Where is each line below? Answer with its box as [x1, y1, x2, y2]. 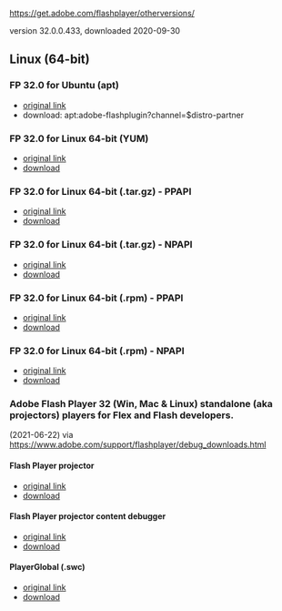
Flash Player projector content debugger [9, 511, 166, 522]
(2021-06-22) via [9, 430, 74, 441]
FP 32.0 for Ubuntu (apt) [9, 79, 120, 92]
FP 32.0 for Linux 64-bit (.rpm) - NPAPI [9, 344, 185, 357]
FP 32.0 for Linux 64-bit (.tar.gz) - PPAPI [9, 185, 192, 198]
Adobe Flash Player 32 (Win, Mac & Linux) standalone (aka [9, 398, 273, 411]
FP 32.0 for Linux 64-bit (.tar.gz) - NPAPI [9, 239, 193, 251]
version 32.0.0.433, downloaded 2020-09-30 [9, 25, 180, 36]
